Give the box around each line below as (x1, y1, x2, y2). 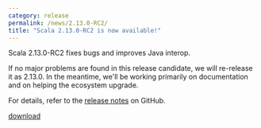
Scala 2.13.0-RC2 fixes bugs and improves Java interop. (8, 48, 191, 58)
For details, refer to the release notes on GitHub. (8, 96, 166, 106)
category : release (8, 11, 69, 20)
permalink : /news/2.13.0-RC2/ (8, 19, 109, 27)
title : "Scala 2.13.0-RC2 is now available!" (8, 26, 161, 34)
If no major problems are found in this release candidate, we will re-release (8, 64, 254, 73)
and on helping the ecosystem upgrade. (8, 80, 139, 90)
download (8, 111, 41, 121)
